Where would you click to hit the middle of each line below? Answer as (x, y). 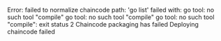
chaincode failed (31, 31)
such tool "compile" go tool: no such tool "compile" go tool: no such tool (111, 17)
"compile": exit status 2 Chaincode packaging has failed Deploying (103, 24)
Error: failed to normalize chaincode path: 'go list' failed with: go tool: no (111, 10)
